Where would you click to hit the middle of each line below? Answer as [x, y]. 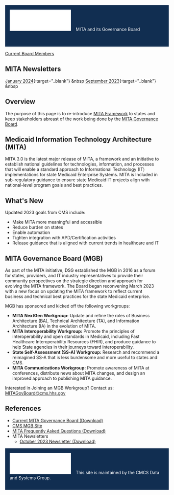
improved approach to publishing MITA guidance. [62, 378]
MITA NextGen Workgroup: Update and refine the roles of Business [81, 316]
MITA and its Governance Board [108, 29]
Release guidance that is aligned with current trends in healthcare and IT [86, 243]
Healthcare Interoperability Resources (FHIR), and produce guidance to [84, 342]
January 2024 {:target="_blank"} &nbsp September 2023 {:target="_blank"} [81, 81]
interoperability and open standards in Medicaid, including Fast [76, 336]
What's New [24, 201]
